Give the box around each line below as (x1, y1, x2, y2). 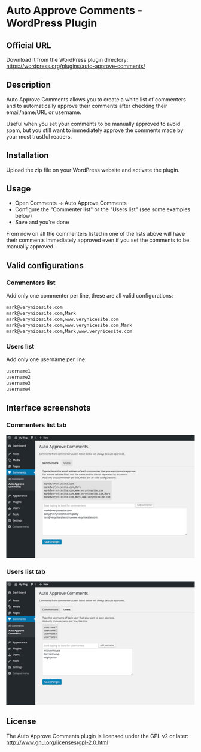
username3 (6, 381, 31, 387)
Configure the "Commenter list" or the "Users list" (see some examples (14, 206, 191, 213)
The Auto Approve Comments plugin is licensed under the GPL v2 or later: (6, 732, 189, 739)
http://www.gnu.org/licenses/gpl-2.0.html (6, 739, 109, 746)
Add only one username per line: (6, 356, 87, 363)
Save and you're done (14, 218, 69, 226)
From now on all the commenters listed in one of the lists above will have (6, 230, 185, 238)
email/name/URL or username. (6, 109, 82, 116)
